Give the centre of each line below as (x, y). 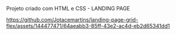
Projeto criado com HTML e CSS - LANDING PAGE (68, 8)
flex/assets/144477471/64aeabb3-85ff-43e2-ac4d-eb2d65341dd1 (88, 26)
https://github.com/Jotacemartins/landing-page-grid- (72, 20)
